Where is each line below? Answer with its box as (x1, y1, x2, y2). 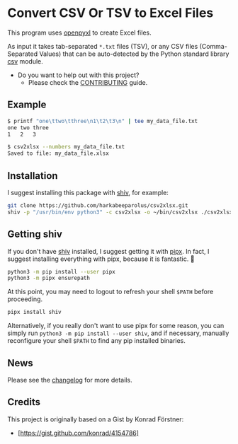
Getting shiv (7, 228, 62, 240)
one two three (7, 124, 50, 132)
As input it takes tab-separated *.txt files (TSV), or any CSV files (7, 42, 198, 50)
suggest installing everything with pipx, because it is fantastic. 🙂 (7, 255, 195, 263)
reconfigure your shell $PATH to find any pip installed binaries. (7, 337, 186, 345)
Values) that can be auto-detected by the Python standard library (38, 49, 229, 58)
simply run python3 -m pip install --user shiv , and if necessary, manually (7, 329, 229, 337)
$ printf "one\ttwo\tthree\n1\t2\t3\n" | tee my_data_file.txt (7, 117, 198, 124)
